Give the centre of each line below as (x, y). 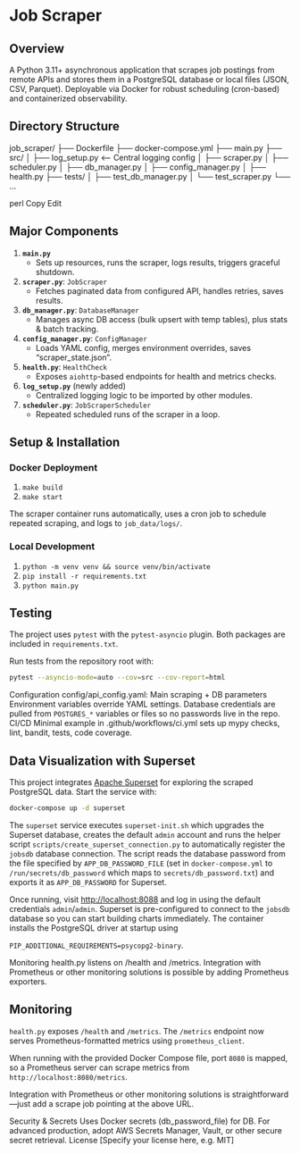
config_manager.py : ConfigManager (84, 338)
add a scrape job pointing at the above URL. (113, 1103)
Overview (37, 49)
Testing (31, 613)
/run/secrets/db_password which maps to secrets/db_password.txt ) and (142, 873)
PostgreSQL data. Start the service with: (83, 792)
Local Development (52, 547)
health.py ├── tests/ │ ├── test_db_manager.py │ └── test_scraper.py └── (150, 176)
